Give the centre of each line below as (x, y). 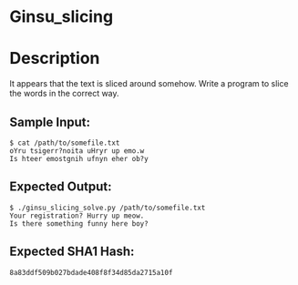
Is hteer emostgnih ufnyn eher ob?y (79, 158)
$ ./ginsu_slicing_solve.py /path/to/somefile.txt (108, 208)
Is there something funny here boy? (79, 224)
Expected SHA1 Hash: (72, 252)
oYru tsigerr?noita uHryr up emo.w (77, 151)
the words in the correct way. (65, 94)
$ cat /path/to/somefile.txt (65, 143)
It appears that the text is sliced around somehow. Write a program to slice (149, 84)
